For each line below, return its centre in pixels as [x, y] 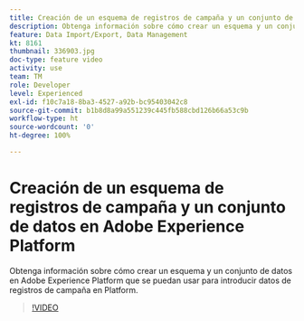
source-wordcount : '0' [52, 127]
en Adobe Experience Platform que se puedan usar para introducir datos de [151, 280]
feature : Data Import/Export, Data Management [99, 34]
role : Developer [40, 85]
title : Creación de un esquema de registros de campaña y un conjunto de [152, 18]
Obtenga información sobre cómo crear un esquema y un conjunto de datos [151, 270]
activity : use [36, 69]
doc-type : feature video [56, 60]
